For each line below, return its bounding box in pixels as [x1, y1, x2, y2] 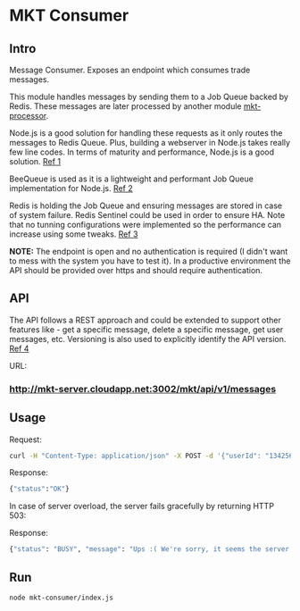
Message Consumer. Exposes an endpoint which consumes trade [9, 64, 251, 75]
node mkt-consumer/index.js [9, 593, 114, 602]
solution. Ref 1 [9, 156, 61, 166]
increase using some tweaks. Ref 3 [9, 229, 138, 239]
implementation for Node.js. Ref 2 [9, 183, 134, 193]
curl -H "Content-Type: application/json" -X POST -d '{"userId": [9, 451, 262, 460]
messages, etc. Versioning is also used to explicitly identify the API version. [9, 333, 287, 344]
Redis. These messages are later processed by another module [9, 101, 243, 112]
